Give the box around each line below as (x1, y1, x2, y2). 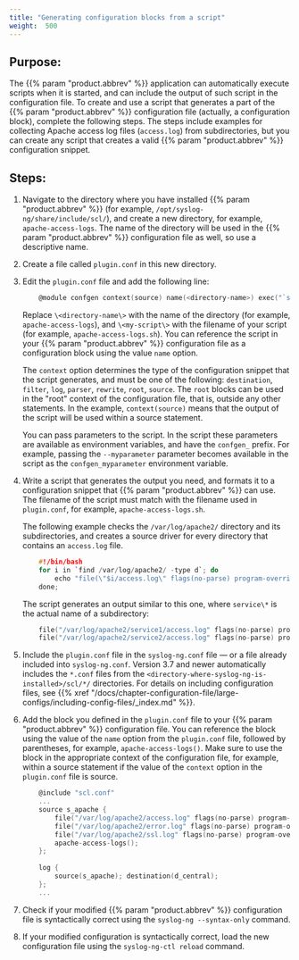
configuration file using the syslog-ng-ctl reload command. (21, 940, 245, 951)
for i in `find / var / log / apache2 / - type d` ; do (38, 565, 219, 574)
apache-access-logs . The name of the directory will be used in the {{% (21, 222, 281, 233)
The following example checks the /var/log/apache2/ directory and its (21, 522, 281, 531)
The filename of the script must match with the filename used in (21, 495, 258, 505)
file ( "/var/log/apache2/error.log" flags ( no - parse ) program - (54, 822, 287, 831)
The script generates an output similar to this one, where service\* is (21, 598, 278, 609)
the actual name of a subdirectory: (21, 608, 150, 619)
